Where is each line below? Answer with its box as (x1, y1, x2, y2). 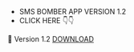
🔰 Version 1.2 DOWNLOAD (7, 34, 94, 43)
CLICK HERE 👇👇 (18, 16, 74, 25)
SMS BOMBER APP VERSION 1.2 (18, 7, 127, 16)
